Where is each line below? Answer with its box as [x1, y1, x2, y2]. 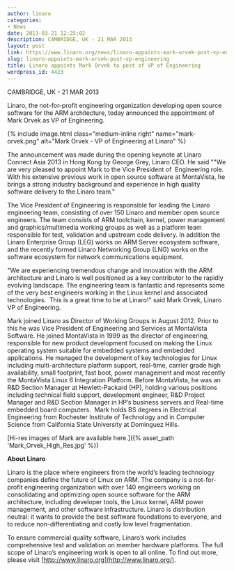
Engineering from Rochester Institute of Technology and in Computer [7, 412, 205, 421]
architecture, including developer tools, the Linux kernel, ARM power [7, 497, 204, 506]
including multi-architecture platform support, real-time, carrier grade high [7, 361, 221, 369]
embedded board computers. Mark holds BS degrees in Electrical [7, 405, 197, 414]
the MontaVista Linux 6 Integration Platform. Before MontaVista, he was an [7, 375, 221, 384]
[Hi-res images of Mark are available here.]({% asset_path [7, 433, 174, 442]
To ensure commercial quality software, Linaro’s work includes [7, 533, 187, 542]
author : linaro [7, 10, 52, 17]
